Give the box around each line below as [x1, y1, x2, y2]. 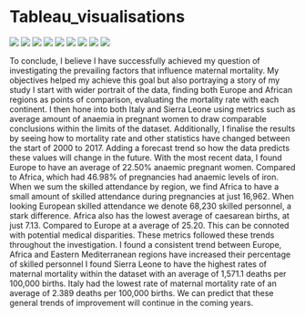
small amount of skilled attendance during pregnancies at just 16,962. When [9, 190, 294, 201]
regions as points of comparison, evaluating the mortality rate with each [9, 94, 280, 105]
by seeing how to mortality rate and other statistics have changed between [9, 132, 290, 143]
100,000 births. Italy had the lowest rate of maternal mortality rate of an [9, 278, 278, 289]
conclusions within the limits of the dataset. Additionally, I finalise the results [9, 123, 296, 134]
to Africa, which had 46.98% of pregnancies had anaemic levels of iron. [9, 171, 280, 182]
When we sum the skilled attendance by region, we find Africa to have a [9, 180, 280, 192]
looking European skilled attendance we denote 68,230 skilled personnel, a [9, 200, 292, 211]
